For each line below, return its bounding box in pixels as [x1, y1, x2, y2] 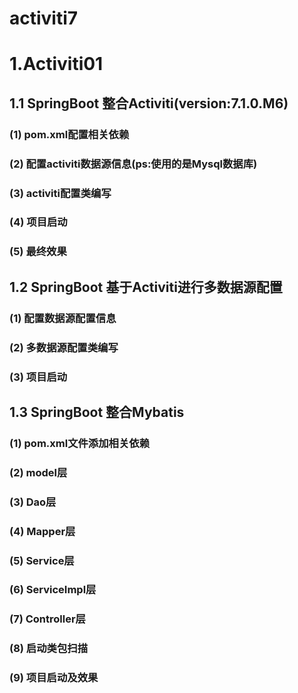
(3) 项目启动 [9, 370, 68, 384]
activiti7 [9, 7, 79, 30]
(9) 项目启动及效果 [9, 671, 99, 685]
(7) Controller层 [9, 612, 86, 626]
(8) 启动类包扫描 [9, 642, 89, 656]
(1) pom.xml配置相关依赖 [9, 127, 130, 141]
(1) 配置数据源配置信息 [9, 311, 117, 325]
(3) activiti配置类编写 [9, 186, 112, 200]
